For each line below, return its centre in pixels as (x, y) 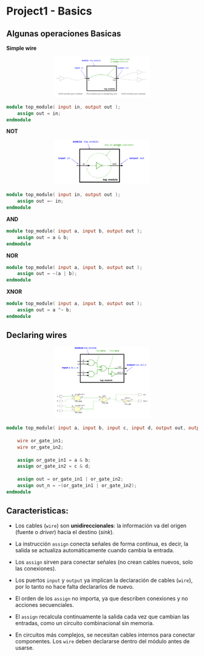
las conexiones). (36, 568)
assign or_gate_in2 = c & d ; (54, 466)
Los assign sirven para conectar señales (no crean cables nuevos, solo (104, 562)
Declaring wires (37, 335)
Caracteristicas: (37, 511)
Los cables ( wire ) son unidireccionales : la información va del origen (101, 526)
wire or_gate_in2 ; (40, 447)
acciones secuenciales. (44, 604)
